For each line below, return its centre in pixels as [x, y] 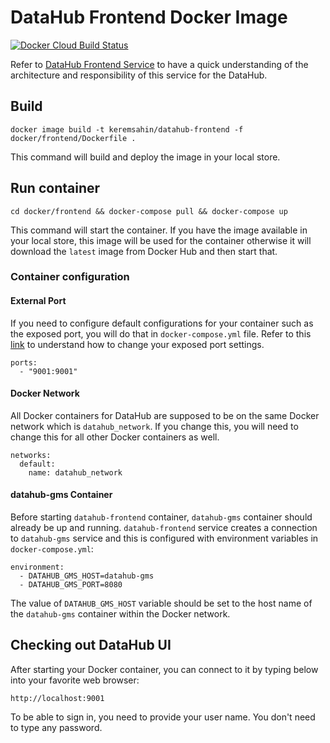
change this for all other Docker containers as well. [115, 437]
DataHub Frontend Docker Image [149, 17]
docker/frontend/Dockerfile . [73, 138]
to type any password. [56, 727]
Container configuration [70, 277]
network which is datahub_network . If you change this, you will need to [154, 426]
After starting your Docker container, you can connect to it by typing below [164, 669]
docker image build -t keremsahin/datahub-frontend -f [127, 129]
